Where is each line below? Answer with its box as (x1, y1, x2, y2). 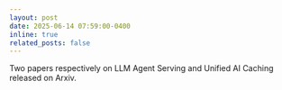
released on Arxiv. (9, 73, 77, 84)
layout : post (9, 13, 59, 22)
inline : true (9, 30, 59, 39)
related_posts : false (9, 38, 91, 48)
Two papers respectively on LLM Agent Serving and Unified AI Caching (9, 63, 274, 74)
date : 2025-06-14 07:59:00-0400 (9, 22, 131, 31)
